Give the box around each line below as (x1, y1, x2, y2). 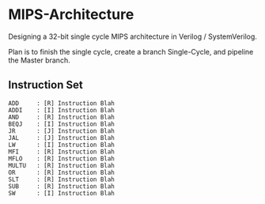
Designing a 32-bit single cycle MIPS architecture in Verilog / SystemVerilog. (8, 32, 257, 41)
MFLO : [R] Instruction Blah (8, 154, 115, 163)
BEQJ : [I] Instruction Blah (8, 120, 115, 128)
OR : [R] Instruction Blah (8, 168, 115, 176)
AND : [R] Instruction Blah (8, 113, 115, 121)
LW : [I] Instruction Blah (8, 141, 115, 149)
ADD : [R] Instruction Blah (8, 99, 115, 108)
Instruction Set (8, 78, 83, 92)
